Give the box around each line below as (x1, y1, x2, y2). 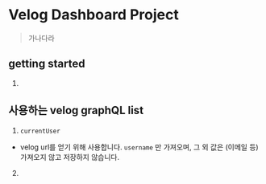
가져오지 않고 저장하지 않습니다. (19, 152, 119, 162)
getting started (8, 57, 85, 71)
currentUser (19, 127, 60, 135)
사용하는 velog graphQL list (8, 104, 143, 117)
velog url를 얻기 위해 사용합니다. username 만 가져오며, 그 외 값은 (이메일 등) (19, 142, 260, 152)
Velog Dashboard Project (8, 6, 179, 24)
